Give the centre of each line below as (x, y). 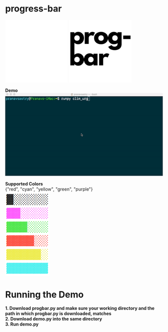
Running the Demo (44, 294)
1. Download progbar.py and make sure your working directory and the (80, 308)
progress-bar (33, 9)
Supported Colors (24, 183)
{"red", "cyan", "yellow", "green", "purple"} (49, 189)
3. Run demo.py (22, 324)
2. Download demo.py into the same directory (54, 319)
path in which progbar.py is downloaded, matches (58, 313)
